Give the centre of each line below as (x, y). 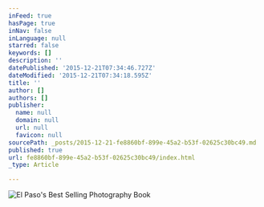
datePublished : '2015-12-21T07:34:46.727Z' (82, 68)
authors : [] (28, 98)
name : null (34, 113)
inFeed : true (30, 16)
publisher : (26, 105)
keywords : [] (30, 53)
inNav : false (30, 30)
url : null (32, 128)
